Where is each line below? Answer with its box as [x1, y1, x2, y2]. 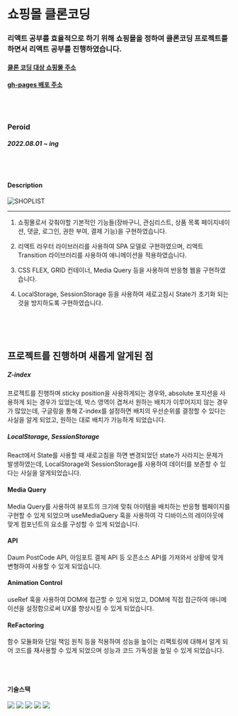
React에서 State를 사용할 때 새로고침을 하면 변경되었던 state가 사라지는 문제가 [7, 451, 224, 460]
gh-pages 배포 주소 [7, 81, 63, 89]
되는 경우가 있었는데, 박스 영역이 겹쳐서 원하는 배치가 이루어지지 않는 [25, 398, 215, 407]
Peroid [7, 122, 30, 132]
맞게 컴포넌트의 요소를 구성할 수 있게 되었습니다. [7, 520, 140, 528]
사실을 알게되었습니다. [20, 469, 81, 477]
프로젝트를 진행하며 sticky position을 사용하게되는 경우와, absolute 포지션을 [7, 389, 218, 397]
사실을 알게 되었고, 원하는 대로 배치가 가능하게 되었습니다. [7, 416, 166, 424]
